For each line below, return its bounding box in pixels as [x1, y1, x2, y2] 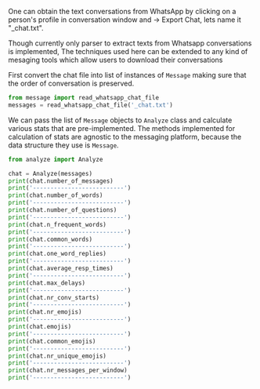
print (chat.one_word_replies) [8, 250, 107, 258]
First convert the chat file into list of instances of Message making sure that [8, 71, 247, 79]
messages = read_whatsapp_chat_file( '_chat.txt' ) [8, 101, 174, 109]
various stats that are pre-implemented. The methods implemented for [8, 123, 236, 133]
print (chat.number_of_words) [8, 191, 103, 199]
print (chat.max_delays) [8, 278, 86, 287]
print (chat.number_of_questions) [8, 206, 117, 214]
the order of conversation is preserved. [8, 78, 135, 88]
